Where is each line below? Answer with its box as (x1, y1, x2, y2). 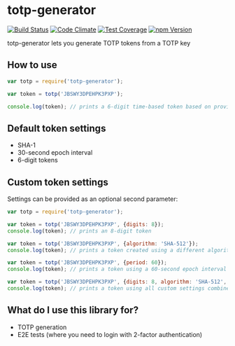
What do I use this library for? (7, 304, 138, 317)
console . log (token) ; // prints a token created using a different (7, 247, 205, 254)
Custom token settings (7, 176, 108, 188)
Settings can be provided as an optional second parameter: (7, 195, 178, 203)
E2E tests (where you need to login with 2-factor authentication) (17, 330, 203, 338)
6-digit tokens (17, 156, 58, 165)
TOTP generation (17, 323, 67, 331)
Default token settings (7, 122, 106, 134)
